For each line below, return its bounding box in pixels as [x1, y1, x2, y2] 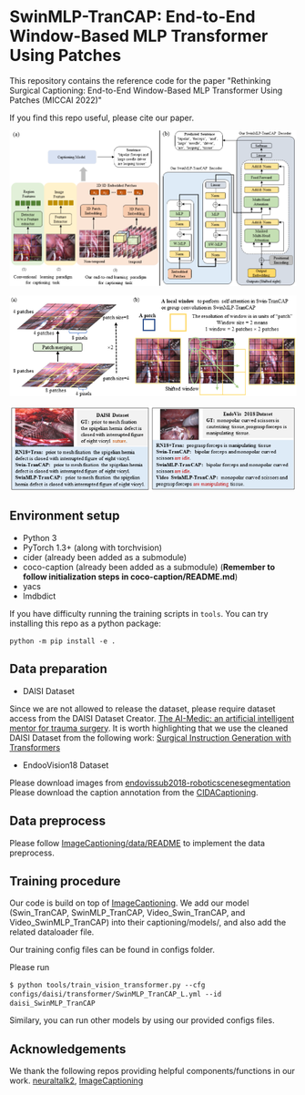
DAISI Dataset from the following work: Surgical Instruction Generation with [9, 732, 291, 743]
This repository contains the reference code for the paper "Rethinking [9, 75, 271, 86]
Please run [9, 962, 50, 973]
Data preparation [9, 661, 107, 677]
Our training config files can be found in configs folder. [9, 945, 216, 956]
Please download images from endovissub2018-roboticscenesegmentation [9, 777, 291, 788]
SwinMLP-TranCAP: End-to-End [9, 6, 256, 27]
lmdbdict [22, 590, 56, 601]
